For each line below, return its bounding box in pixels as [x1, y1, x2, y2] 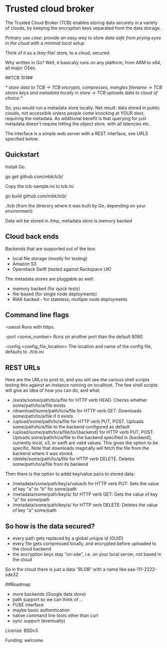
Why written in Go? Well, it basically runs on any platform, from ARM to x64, [5, 59, 161, 65]
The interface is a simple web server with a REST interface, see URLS [5, 130, 148, 136]
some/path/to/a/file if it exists [12, 413, 73, 419]
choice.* [5, 95, 23, 101]
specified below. [5, 136, 39, 142]
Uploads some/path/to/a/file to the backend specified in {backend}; [12, 435, 152, 441]
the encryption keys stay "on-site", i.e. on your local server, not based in [12, 551, 161, 557]
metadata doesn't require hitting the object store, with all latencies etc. [5, 121, 151, 127]
